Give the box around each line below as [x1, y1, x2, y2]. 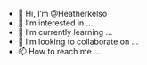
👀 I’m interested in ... [17, 18, 94, 28]
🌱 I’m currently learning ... [17, 27, 113, 37]
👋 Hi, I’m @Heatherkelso [17, 9, 108, 18]
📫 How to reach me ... [17, 47, 101, 56]
